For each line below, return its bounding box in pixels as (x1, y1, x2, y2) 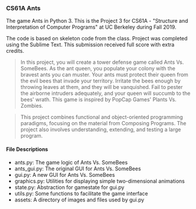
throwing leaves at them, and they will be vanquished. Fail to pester (20, 84, 183, 91)
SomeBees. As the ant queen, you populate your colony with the (20, 65, 176, 72)
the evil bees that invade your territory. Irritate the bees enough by (20, 77, 181, 84)
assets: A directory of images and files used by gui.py (14, 196, 145, 203)
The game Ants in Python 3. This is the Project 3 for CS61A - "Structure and (6, 18, 188, 25)
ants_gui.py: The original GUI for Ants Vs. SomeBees (14, 165, 142, 172)
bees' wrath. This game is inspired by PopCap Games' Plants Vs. (20, 96, 177, 103)
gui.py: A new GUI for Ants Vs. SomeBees (14, 171, 115, 178)
